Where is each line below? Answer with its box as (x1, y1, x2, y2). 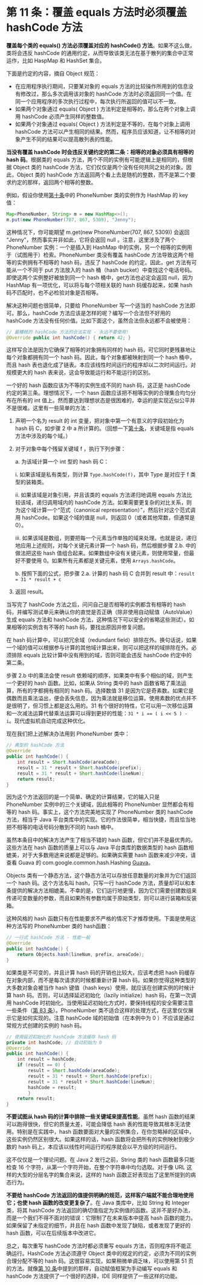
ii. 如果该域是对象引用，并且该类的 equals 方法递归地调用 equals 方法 (14, 491, 187, 499)
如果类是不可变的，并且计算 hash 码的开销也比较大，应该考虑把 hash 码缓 (6, 969, 190, 976)
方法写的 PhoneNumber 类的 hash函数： (11, 923, 112, 930)
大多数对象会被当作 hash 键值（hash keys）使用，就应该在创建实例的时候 (6, 984, 189, 991)
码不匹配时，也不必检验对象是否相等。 (6, 288, 101, 296)
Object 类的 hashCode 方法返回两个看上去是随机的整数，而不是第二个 (16, 171, 190, 178)
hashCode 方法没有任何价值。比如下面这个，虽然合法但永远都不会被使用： (6, 317, 192, 324)
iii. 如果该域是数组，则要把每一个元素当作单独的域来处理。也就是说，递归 (14, 535, 197, 542)
